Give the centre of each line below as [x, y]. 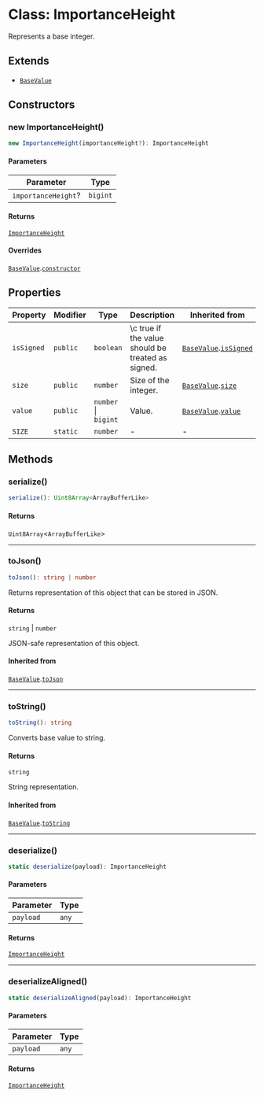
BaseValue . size [209, 385]
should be [148, 348]
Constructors [42, 105]
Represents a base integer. [51, 36]
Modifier [70, 315]
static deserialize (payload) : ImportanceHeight [88, 866]
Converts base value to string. [57, 738]
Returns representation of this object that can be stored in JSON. [113, 593]
